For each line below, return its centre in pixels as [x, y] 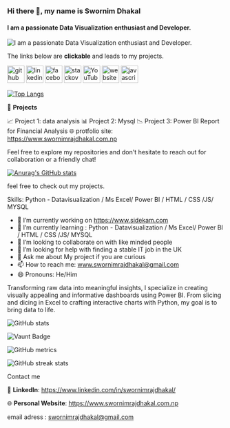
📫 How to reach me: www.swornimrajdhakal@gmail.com [98, 265]
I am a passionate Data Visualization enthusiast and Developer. [99, 28]
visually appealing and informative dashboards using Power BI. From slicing [114, 295]
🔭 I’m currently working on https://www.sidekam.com [93, 221]
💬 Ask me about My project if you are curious [81, 257]
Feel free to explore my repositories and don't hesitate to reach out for [107, 152]
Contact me [24, 377]
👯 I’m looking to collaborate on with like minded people [95, 242]
